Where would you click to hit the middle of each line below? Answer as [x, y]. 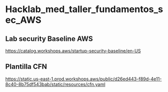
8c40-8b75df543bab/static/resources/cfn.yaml [55, 84]
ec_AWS [23, 20]
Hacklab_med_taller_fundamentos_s [84, 9]
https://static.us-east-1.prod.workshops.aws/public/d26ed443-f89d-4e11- [83, 79]
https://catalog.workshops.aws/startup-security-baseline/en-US [73, 51]
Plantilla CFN [26, 67]
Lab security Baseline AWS [49, 39]
